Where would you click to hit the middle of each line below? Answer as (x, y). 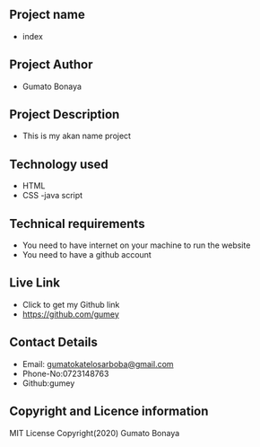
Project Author (51, 65)
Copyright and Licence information (109, 412)
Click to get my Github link (71, 304)
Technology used (59, 164)
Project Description (65, 114)
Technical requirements (77, 223)
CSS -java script (52, 196)
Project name (47, 15)
